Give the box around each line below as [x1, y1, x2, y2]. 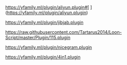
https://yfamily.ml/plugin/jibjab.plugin [5, 20, 84, 25]
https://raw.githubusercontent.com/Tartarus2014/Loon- [5, 29, 122, 35]
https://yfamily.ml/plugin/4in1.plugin [5, 54, 81, 60]
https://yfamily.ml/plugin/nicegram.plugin [5, 44, 92, 50]
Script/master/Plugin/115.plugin [5, 35, 70, 40]
